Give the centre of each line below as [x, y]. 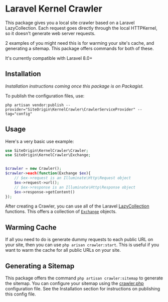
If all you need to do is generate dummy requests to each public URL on [79, 240]
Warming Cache [31, 227]
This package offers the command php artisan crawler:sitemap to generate [84, 278]
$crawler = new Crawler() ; [33, 169]
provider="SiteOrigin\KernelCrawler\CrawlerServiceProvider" [70, 109]
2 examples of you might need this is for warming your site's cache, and [80, 43]
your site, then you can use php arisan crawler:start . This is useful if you [82, 245]
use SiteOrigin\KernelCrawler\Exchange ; [48, 155]
